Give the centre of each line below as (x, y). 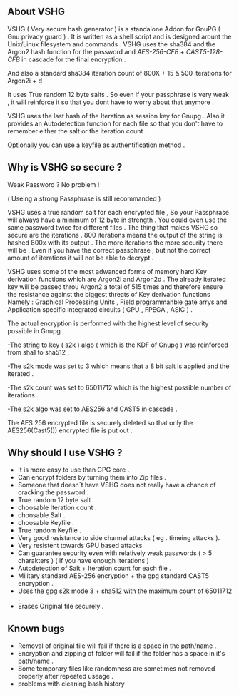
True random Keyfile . (50, 530)
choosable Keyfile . (46, 523)
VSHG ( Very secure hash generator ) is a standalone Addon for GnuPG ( (114, 29)
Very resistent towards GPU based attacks (80, 546)
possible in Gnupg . (36, 330)
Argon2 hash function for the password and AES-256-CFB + (96, 51)
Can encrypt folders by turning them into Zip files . (92, 477)
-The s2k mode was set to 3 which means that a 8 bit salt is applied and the (118, 366)
